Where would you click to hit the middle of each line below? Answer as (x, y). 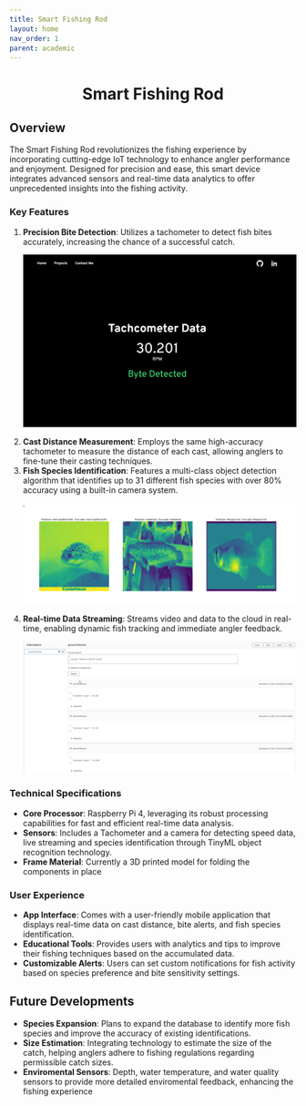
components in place (62, 871)
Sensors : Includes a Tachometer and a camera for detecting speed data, (159, 833)
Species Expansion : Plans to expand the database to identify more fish (156, 1023)
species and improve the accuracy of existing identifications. (137, 1033)
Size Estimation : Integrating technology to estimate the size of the (147, 1042)
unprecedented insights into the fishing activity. (99, 189)
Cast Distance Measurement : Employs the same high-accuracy (143, 441)
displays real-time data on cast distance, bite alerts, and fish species (152, 924)
